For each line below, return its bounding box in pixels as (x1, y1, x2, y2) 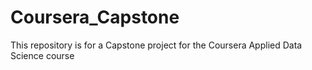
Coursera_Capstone (10, 6, 180, 29)
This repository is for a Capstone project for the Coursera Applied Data (10, 39, 303, 51)
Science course (10, 49, 75, 61)
